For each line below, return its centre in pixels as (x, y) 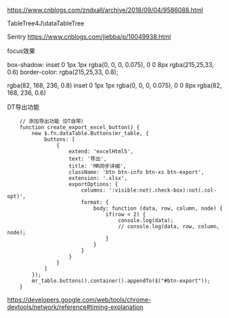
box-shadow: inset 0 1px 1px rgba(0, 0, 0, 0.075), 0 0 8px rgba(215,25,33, (111, 64)
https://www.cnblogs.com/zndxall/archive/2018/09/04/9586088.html (105, 10)
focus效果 (21, 51)
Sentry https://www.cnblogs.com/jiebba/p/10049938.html (89, 37)
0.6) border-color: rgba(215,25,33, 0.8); (63, 72)
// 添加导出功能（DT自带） (53, 121)
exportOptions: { (93, 184)
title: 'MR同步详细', (97, 166)
